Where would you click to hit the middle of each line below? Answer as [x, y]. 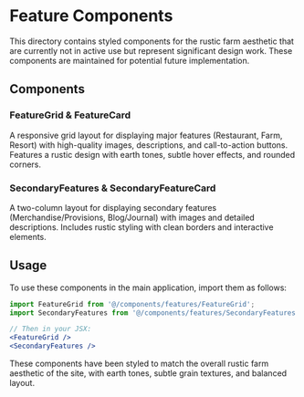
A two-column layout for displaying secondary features [113, 207]
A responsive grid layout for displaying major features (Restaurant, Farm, [146, 135]
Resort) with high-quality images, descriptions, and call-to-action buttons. [149, 145]
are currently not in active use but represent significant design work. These [151, 50]
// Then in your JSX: [51, 329]
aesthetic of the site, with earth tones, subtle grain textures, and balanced [148, 373]
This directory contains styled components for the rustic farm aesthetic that [152, 41]
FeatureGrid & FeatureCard [70, 115]
